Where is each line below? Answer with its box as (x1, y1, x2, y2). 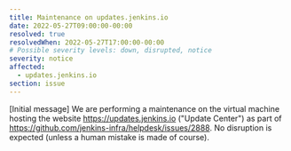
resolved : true (9, 29, 66, 38)
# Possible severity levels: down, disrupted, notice (9, 46, 213, 55)
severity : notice (9, 54, 74, 63)
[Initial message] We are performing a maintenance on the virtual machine (9, 103, 280, 114)
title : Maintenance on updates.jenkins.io (9, 12, 169, 22)
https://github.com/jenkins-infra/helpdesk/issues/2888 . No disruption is (9, 122, 272, 133)
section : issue (9, 79, 66, 88)
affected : (9, 63, 46, 72)
